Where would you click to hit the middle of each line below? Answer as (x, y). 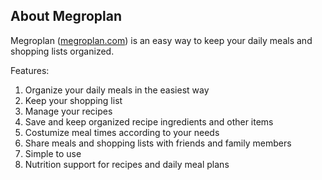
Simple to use (53, 153)
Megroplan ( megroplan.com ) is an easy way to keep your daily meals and (161, 40)
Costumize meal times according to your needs (122, 132)
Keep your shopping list (73, 100)
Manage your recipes (68, 111)
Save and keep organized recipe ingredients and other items (149, 121)
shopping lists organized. (62, 51)
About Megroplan (66, 16)
